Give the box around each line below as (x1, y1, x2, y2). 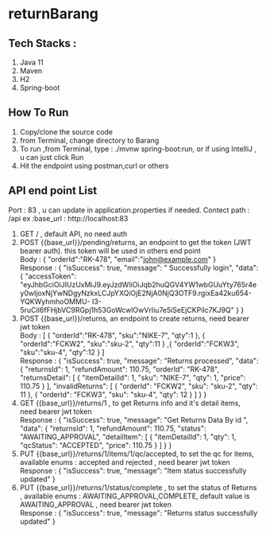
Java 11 (19, 57, 44, 67)
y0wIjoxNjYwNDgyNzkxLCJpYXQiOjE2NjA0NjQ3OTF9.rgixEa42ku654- (19, 288, 252, 298)
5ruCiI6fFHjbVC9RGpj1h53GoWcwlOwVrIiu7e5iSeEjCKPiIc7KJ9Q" (19, 305, 234, 314)
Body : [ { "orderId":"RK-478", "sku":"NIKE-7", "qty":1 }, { (19, 330, 206, 340)
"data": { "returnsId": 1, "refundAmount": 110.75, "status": (19, 423, 206, 433)
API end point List (8, 184, 98, 197)
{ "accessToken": (19, 271, 77, 281)
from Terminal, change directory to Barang (19, 135, 160, 145)
